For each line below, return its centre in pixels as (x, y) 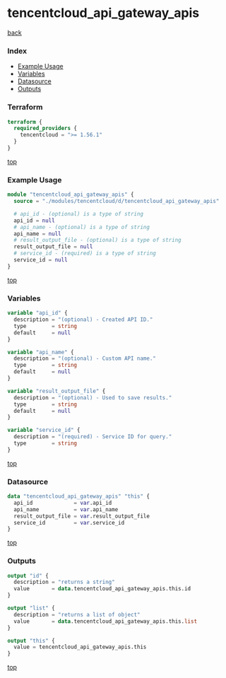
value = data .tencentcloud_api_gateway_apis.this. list (106, 621)
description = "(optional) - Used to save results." (93, 397)
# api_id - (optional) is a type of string (78, 214)
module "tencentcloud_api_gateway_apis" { (71, 195)
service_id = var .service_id (69, 522)
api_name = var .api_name (66, 509)
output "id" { (28, 575)
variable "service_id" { (44, 430)
